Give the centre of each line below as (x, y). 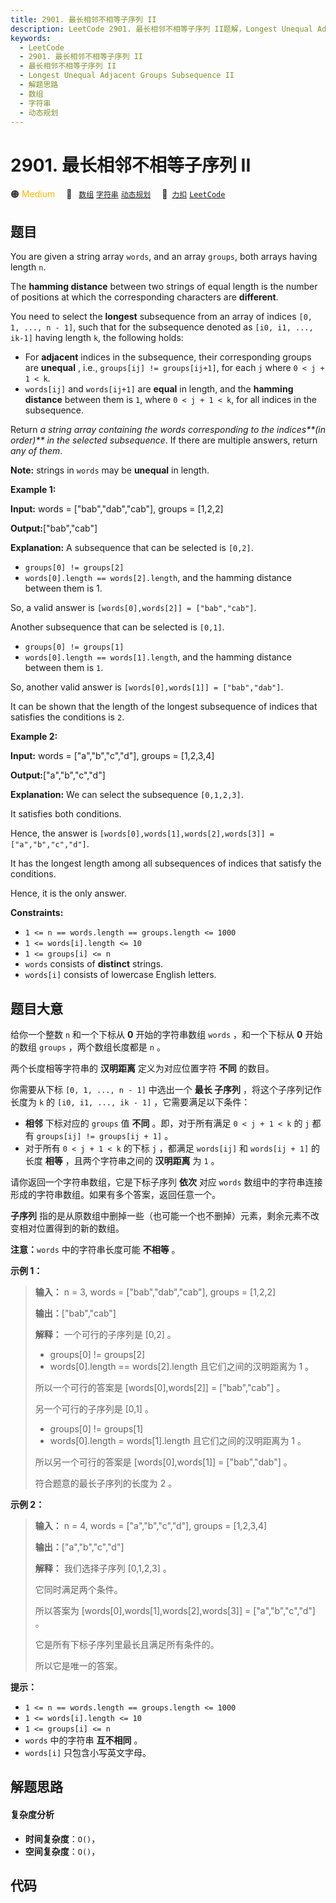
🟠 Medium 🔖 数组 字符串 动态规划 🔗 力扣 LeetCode (118, 194)
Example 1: (33, 490)
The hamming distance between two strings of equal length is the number (164, 287)
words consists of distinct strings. (94, 964)
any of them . (36, 451)
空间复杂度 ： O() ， (62, 1851)
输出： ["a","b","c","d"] (79, 1547)
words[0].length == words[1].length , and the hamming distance (158, 657)
